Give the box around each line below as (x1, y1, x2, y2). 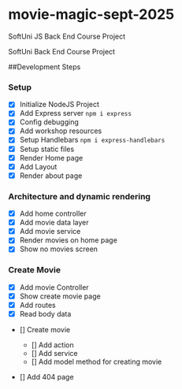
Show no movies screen (19, 244, 98, 254)
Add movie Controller (19, 282, 89, 292)
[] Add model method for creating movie (31, 357, 162, 366)
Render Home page (19, 153, 84, 162)
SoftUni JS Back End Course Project (8, 31, 126, 41)
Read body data (19, 309, 72, 318)
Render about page (19, 171, 83, 180)
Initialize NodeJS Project (19, 100, 100, 109)
